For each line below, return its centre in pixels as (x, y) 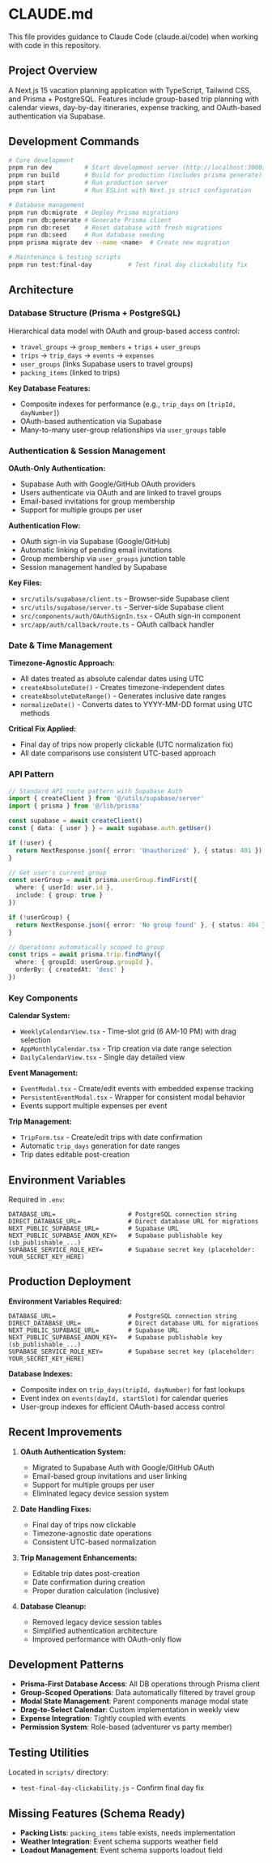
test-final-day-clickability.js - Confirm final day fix (112, 1788)
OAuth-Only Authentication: (57, 468)
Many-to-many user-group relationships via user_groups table (123, 430)
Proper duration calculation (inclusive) (96, 1591)
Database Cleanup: (53, 1606)
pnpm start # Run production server (88, 183)
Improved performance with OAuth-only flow (107, 1639)
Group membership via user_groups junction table (103, 558)
